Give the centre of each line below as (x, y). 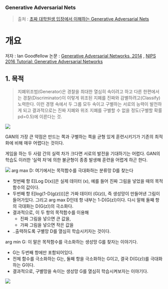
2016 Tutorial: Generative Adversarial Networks (54, 62)
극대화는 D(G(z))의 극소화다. (46, 206)
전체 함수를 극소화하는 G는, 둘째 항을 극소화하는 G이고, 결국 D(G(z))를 (81, 259)
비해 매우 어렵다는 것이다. (39, 143)
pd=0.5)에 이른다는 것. (40, 117)
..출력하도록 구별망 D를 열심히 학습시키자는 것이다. (62, 231)
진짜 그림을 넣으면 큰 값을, (45, 219)
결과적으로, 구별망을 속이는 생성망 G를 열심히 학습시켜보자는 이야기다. (80, 271)
